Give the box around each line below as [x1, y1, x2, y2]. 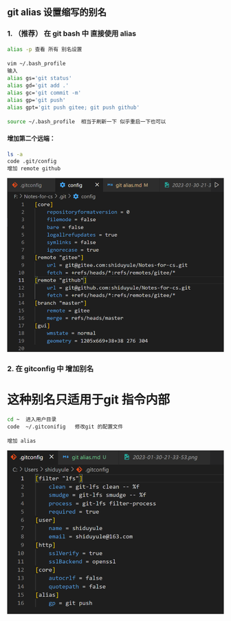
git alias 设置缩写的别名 [7, 6, 107, 19]
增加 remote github [7, 165, 61, 172]
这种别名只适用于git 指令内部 [7, 392, 170, 408]
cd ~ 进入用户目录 [7, 416, 57, 423]
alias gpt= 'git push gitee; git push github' [7, 104, 140, 111]
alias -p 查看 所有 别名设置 [7, 45, 82, 53]
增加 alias [7, 438, 36, 445]
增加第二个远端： [7, 134, 56, 143]
